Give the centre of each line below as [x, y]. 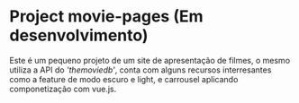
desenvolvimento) [79, 35]
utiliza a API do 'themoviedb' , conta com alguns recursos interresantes [140, 70]
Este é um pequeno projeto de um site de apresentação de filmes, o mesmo [150, 60]
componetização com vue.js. [63, 89]
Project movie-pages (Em [107, 17]
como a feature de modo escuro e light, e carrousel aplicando [124, 79]
